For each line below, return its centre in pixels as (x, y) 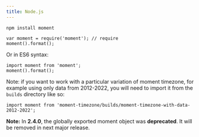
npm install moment (30, 28)
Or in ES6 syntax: (27, 55)
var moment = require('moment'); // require (62, 38)
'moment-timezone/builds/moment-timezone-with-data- (124, 105)
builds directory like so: (35, 94)
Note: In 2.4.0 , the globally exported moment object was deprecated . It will (99, 121)
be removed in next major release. (48, 128)
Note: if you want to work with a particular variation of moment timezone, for (100, 81)
